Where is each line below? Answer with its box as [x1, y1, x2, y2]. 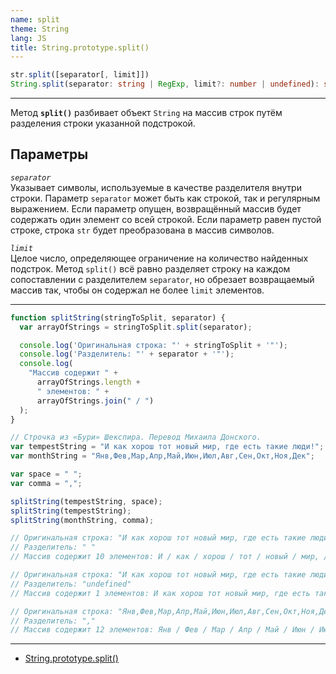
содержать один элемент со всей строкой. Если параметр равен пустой [10, 213, 322, 225]
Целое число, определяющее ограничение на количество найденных [10, 252, 309, 264]
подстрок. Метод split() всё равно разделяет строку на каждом [10, 262, 291, 275]
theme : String [10, 24, 70, 34]
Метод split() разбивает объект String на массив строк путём [10, 107, 283, 118]
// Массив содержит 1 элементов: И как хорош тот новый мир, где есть [10, 588, 311, 598]
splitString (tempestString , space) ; [10, 496, 163, 506]
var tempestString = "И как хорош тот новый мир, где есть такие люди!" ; [10, 442, 325, 452]
